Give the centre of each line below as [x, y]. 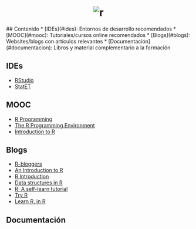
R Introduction [32, 177]
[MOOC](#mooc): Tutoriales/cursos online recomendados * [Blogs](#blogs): [98, 35]
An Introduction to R [39, 170]
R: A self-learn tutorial [41, 189]
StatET [23, 86]
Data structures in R [38, 183]
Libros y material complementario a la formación [112, 48]
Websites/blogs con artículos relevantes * [57, 41]
